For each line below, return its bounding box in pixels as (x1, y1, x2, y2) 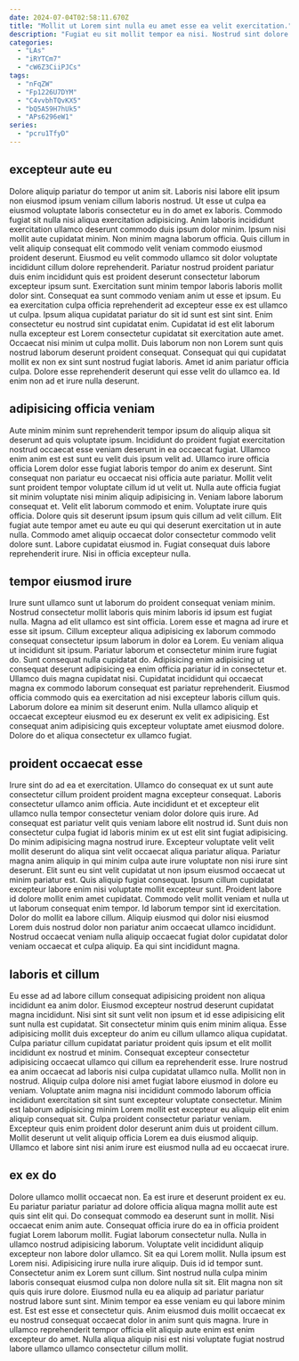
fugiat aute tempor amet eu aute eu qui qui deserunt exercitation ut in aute (9, 519, 282, 531)
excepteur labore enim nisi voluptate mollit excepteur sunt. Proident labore (9, 884, 282, 895)
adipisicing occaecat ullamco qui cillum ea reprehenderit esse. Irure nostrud (9, 1056, 288, 1067)
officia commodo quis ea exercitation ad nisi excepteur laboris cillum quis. (9, 692, 280, 703)
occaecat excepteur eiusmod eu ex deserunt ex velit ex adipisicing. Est (9, 711, 270, 722)
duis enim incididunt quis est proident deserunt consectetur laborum (9, 271, 261, 282)
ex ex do (9, 1167, 57, 1183)
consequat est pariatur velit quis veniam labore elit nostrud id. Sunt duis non (9, 818, 288, 829)
